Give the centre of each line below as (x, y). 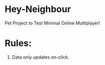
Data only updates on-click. (40, 57)
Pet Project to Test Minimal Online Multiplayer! (52, 23)
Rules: (18, 43)
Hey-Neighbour (38, 9)
